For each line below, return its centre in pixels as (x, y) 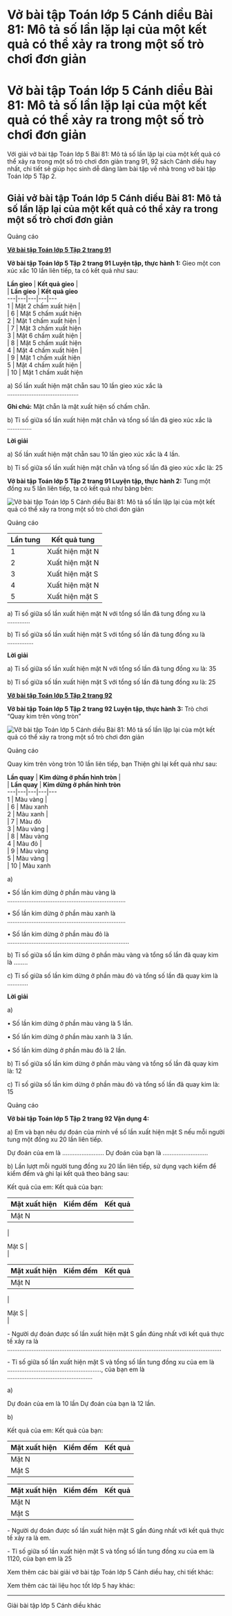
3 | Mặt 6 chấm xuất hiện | (45, 335)
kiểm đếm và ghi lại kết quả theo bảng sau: (68, 1173)
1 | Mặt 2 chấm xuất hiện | (44, 306)
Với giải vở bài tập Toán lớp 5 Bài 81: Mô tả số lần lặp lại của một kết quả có (114, 154)
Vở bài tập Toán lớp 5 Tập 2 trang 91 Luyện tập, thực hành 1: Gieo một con (114, 263)
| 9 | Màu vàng (28, 851)
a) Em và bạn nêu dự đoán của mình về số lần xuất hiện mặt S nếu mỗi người (116, 1132)
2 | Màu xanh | (28, 814)
